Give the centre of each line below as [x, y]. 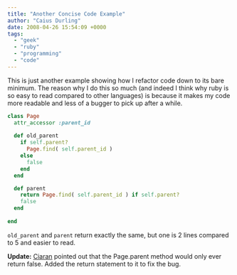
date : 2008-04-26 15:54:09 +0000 [57, 27]
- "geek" [27, 41]
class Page [23, 116]
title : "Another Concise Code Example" [67, 14]
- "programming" [38, 54]
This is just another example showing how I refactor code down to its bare [116, 80]
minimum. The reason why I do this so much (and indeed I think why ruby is [118, 88]
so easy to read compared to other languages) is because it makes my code [119, 95]
